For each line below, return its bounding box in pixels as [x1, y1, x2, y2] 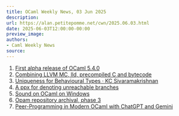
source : [6, 48, 26, 54]
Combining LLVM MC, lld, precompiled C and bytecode [14, 70, 152, 78]
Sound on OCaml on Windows [14, 90, 90, 97]
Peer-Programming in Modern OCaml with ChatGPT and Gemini [14, 103, 173, 110]
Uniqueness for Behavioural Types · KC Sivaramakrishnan [14, 77, 159, 84]
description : [6, 14, 39, 20]
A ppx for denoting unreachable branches [14, 84, 119, 91]
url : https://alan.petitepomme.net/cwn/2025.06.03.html [6, 20, 149, 26]
